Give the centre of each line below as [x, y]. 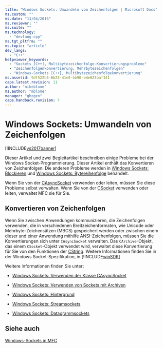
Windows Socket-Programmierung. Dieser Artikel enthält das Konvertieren [80, 163]
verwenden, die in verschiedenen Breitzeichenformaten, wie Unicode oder [80, 225]
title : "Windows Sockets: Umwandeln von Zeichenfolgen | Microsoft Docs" [81, 10]
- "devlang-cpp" [26, 37]
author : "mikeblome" [26, 87]
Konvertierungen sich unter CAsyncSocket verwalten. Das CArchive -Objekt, [79, 241]
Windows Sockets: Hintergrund [43, 294]
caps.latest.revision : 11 [31, 82]
